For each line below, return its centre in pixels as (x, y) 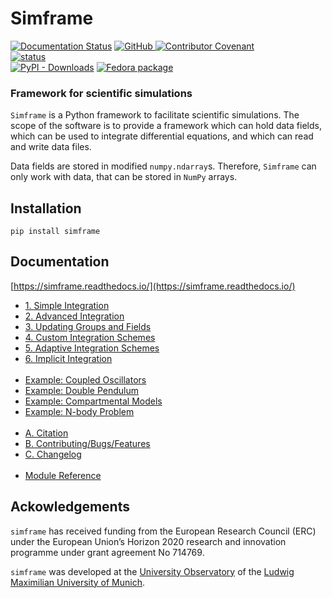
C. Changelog (53, 454)
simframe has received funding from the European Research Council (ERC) (163, 531)
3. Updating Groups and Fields (88, 326)
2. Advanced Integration (74, 316)
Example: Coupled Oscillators (85, 379)
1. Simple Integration (67, 305)
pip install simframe (55, 232)
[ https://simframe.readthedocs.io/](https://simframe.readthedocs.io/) (153, 286)
